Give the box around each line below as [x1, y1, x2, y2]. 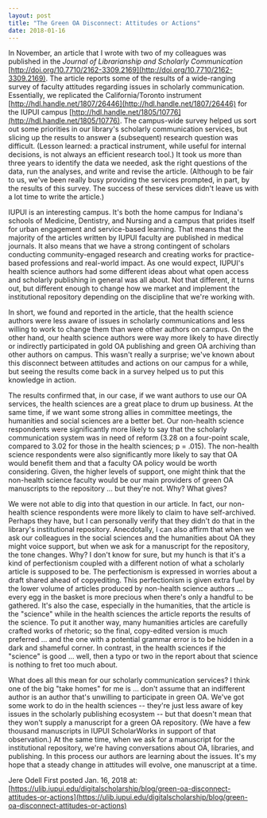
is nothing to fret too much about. [8, 660, 118, 670]
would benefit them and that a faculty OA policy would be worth [8, 459, 217, 468]
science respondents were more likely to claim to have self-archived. [30, 507, 256, 518]
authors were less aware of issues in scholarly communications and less [8, 316, 245, 326]
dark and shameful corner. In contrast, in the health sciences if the [8, 643, 226, 653]
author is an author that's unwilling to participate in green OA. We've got [8, 692, 245, 702]
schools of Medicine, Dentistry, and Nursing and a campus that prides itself [8, 216, 256, 225]
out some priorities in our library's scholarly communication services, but [8, 124, 248, 134]
